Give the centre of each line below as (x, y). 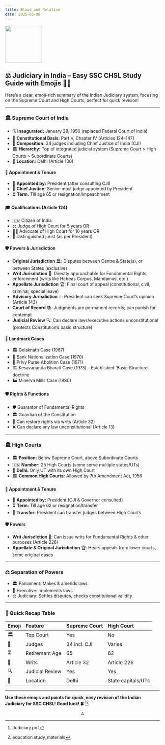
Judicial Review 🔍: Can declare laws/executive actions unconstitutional (85, 320)
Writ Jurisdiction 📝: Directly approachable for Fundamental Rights (79, 274)
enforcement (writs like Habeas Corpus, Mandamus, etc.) (70, 279)
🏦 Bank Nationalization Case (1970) (48, 357)
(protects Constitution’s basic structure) (52, 327)
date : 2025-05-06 (23, 14)
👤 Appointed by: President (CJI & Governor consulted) (68, 500)
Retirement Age (43, 653)
